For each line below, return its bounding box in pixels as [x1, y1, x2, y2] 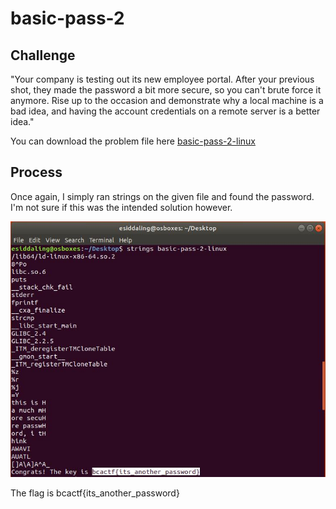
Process [10, 164, 63, 181]
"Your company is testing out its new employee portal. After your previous [10, 73, 315, 85]
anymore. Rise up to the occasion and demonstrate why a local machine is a [10, 95, 324, 106]
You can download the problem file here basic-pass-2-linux [10, 135, 256, 147]
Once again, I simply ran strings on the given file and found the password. [10, 190, 315, 202]
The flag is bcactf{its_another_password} [10, 487, 180, 499]
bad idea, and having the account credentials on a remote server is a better [10, 105, 321, 117]
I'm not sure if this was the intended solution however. [10, 201, 233, 213]
